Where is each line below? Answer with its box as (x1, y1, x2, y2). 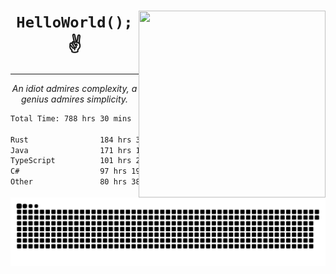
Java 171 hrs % (10, 145, 329, 155)
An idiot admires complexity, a (11, 82, 138, 94)
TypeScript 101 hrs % (10, 156, 329, 166)
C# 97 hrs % (10, 166, 329, 177)
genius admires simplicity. (20, 93, 129, 105)
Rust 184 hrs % (10, 135, 329, 145)
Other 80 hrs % (10, 177, 329, 187)
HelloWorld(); (16, 13, 133, 32)
